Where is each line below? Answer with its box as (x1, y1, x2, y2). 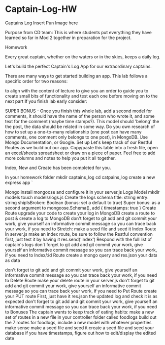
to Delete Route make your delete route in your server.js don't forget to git (5, 277, 155, 283)
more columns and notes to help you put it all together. (5, 155, 116, 161)
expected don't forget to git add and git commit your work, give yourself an (5, 298, 158, 304)
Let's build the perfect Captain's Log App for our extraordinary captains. (5, 63, 152, 69)
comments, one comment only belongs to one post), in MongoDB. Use (5, 134, 148, 140)
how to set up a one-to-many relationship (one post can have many (5, 129, 142, 134)
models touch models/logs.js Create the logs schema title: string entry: (5, 194, 149, 200)
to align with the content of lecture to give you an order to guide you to (5, 87, 149, 93)
